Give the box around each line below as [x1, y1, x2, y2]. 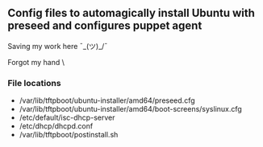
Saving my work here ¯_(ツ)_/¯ [7, 41, 108, 51]
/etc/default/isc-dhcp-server [19, 112, 115, 123]
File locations [7, 77, 61, 88]
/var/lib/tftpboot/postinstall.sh [19, 130, 119, 140]
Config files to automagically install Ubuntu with [7, 6, 256, 20]
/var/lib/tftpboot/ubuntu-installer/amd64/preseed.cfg [19, 96, 195, 105]
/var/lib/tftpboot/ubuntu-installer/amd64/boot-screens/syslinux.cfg [19, 104, 243, 114]
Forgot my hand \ [7, 57, 65, 67]
